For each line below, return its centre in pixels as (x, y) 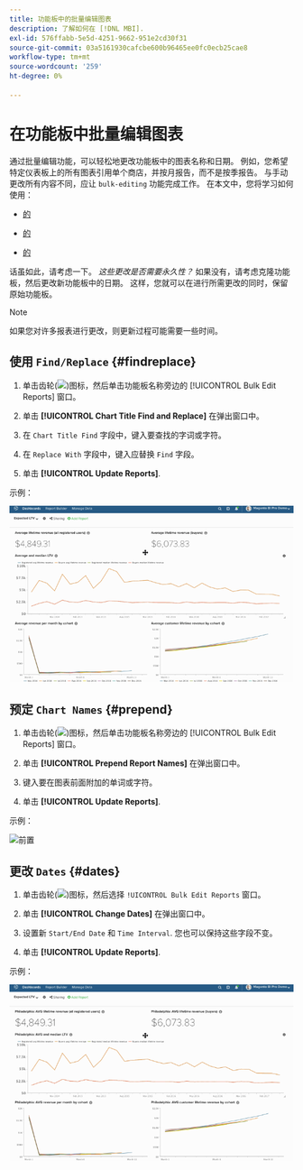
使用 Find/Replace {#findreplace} (103, 362)
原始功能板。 (33, 294)
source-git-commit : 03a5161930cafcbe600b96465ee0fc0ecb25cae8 (129, 48)
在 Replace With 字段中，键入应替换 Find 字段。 (111, 454)
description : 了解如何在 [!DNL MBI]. (77, 28)
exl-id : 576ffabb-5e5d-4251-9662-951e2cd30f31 (98, 38)
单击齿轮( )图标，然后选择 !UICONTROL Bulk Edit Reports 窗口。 (144, 895)
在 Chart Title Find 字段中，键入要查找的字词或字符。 (124, 435)
